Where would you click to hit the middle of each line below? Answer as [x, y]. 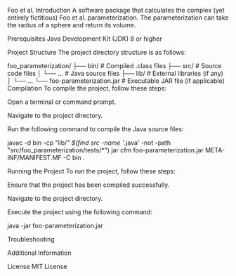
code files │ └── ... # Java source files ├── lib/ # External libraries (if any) [115, 73]
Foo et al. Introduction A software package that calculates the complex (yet [116, 10]
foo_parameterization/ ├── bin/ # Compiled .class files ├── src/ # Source [114, 66]
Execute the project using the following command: [80, 212]
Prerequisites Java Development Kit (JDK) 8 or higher [85, 39]
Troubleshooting [31, 239]
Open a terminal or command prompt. [62, 102]
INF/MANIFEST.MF [34, 158]
